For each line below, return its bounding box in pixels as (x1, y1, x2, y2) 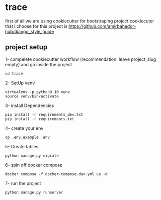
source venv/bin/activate (5, 94, 59, 99)
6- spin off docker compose (5, 162, 63, 168)
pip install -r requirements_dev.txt (5, 112, 83, 117)
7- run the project (5, 180, 41, 186)
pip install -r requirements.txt (5, 116, 75, 121)
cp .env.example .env (5, 135, 50, 140)
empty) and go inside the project (5, 61, 72, 67)
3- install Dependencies (5, 102, 54, 108)
